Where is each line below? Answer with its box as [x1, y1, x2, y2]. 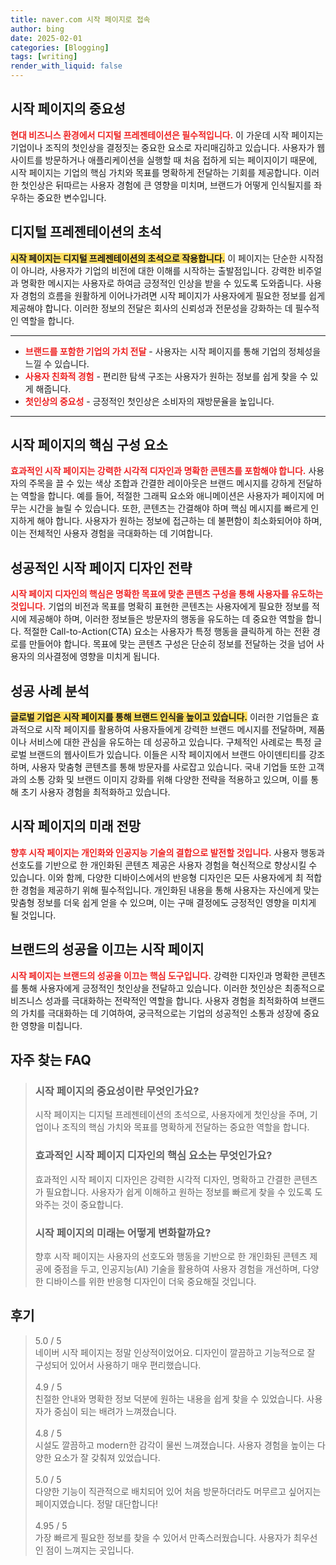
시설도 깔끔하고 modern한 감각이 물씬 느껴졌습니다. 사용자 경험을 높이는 [34, 1439, 316, 1451]
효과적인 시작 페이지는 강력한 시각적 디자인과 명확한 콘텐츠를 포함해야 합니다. [10, 465, 307, 477]
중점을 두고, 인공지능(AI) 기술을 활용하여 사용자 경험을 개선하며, [53, 1262, 301, 1275]
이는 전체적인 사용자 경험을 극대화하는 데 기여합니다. [10, 527, 213, 540]
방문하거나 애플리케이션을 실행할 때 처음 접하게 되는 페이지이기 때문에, [44, 154, 318, 166]
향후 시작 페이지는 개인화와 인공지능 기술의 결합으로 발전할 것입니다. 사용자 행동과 [10, 846, 325, 858]
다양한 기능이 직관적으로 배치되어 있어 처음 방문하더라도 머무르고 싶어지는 [34, 1485, 322, 1497]
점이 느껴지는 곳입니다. [45, 1544, 135, 1556]
